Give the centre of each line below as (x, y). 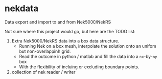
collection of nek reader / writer (44, 72)
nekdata (22, 9)
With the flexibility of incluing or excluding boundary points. (79, 67)
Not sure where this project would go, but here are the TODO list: (70, 31)
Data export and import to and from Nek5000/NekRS (58, 22)
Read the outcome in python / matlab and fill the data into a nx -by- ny (88, 56)
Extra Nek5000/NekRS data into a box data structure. (65, 41)
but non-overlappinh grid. (45, 51)
